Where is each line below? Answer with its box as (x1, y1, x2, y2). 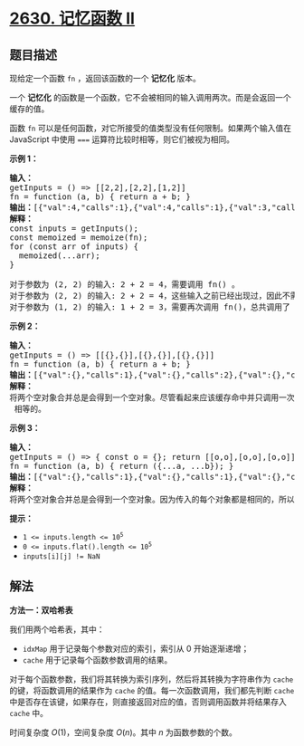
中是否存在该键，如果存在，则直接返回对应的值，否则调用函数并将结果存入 (9, 696, 287, 707)
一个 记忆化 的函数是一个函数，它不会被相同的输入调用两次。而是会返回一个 (9, 92, 291, 102)
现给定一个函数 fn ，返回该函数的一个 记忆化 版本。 (9, 73, 202, 83)
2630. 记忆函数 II (9, 8, 136, 29)
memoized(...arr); (18, 251, 101, 261)
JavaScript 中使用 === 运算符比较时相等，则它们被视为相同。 (9, 134, 235, 145)
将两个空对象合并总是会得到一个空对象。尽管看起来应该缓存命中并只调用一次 (9, 393, 295, 403)
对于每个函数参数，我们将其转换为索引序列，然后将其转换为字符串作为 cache (9, 674, 294, 684)
